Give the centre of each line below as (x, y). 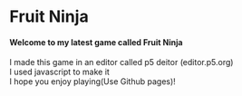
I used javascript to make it (60, 72)
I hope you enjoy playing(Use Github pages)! (93, 82)
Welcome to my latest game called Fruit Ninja (96, 42)
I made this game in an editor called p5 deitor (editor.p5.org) (121, 62)
